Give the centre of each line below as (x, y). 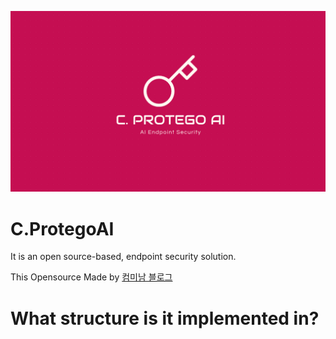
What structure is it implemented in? (165, 318)
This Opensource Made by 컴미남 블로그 (91, 277)
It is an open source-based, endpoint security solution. (123, 257)
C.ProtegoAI (62, 228)
